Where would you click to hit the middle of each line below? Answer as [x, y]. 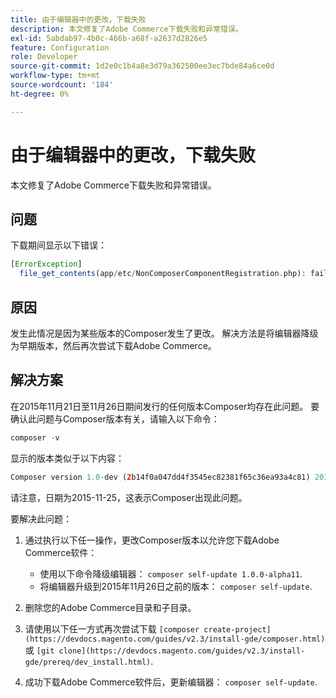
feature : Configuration [60, 47]
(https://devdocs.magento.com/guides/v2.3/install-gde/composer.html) [175, 639]
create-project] [237, 629]
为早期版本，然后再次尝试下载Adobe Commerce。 [113, 345]
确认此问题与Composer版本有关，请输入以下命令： [115, 418]
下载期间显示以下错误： [58, 245]
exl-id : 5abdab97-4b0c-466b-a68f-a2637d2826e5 [109, 38]
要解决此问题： [41, 518]
